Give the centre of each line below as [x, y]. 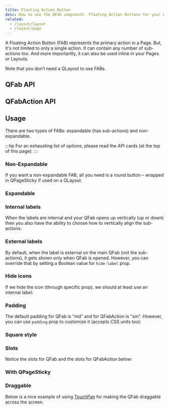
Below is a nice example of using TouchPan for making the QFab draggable [83, 396]
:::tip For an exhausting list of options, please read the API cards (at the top [83, 146]
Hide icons [19, 276]
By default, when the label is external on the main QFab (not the [71, 252]
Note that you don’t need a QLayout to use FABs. [56, 69]
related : [14, 19]
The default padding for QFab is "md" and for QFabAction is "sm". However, [84, 317]
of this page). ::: [22, 151]
